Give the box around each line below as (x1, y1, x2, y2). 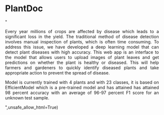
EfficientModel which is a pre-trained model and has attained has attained (5, 84, 159, 90)
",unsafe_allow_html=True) (5, 104, 59, 110)
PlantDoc (5, 3, 43, 14)
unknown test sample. (5, 95, 50, 100)
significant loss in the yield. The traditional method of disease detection (5, 34, 159, 39)
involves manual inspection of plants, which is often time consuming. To (5, 38, 159, 44)
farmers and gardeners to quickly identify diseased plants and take (5, 64, 159, 71)
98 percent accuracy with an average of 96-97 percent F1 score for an (5, 90, 159, 96)
